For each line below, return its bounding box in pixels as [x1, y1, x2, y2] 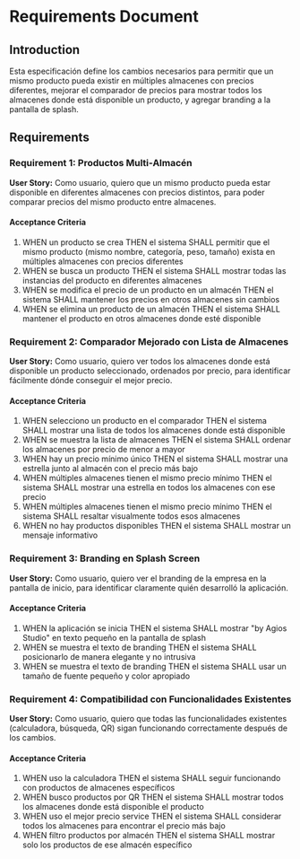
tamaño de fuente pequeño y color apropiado [21, 671, 191, 681]
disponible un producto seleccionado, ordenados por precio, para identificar [9, 365, 291, 376]
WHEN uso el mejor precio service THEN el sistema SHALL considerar [21, 811, 282, 822]
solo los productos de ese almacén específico [21, 839, 193, 850]
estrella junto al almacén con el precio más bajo [21, 463, 199, 474]
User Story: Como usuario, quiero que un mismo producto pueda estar [9, 177, 271, 188]
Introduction [9, 42, 81, 57]
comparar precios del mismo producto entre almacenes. [9, 196, 217, 207]
